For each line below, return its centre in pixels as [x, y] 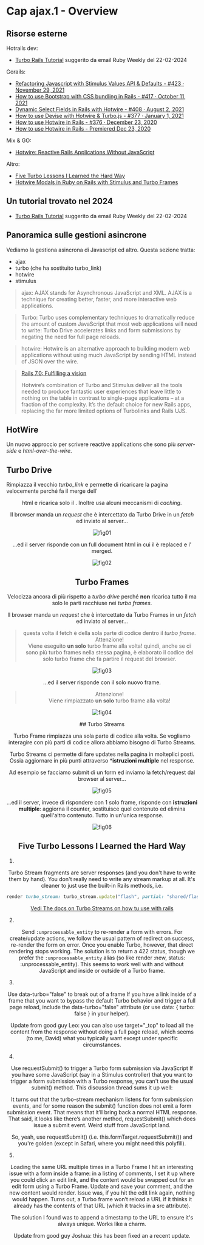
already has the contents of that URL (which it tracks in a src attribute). [102, 1206]
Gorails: [16, 72]
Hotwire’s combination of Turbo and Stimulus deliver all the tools [102, 385]
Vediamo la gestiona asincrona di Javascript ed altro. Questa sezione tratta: [101, 250]
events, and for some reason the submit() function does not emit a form [102, 1106]
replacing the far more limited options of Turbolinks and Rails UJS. [104, 411]
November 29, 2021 [40, 90]
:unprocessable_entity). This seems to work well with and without [102, 964]
